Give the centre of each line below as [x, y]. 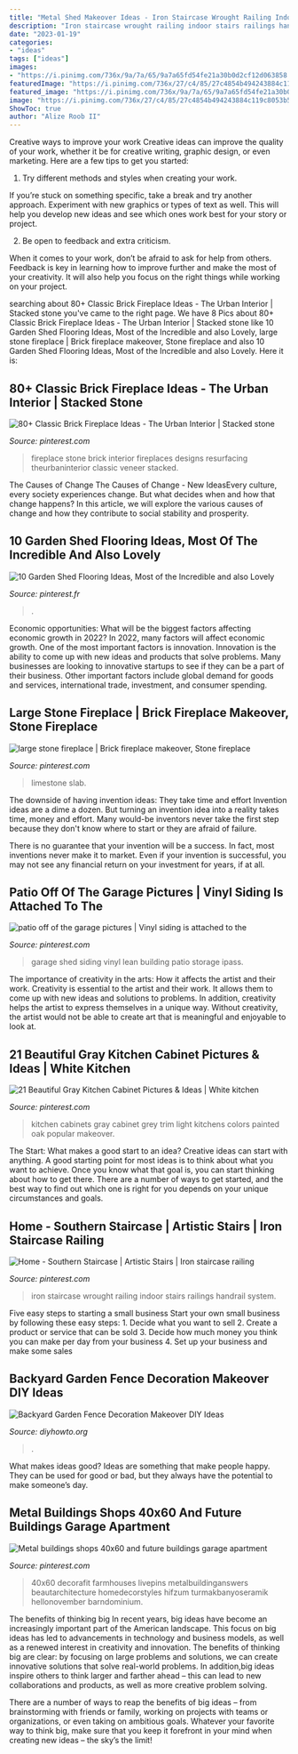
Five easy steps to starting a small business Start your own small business [145, 1313]
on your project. [39, 286]
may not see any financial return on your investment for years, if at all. [137, 865]
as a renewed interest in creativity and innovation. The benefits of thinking [145, 1647]
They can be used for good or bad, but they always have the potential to [141, 1475]
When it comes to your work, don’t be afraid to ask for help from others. [141, 258]
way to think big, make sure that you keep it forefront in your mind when [141, 1730]
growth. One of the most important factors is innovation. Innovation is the [143, 647]
